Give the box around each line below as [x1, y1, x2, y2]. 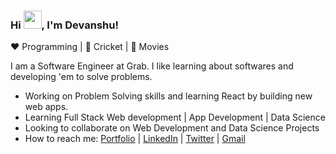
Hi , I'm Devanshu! [10, 18, 119, 32]
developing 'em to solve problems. [10, 71, 153, 83]
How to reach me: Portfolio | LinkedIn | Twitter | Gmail [24, 133, 246, 145]
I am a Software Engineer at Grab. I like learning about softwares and [10, 60, 294, 72]
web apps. [24, 101, 69, 113]
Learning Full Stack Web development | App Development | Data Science [24, 111, 326, 124]
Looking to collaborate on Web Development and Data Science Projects [24, 122, 320, 134]
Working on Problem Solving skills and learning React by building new [24, 90, 313, 102]
